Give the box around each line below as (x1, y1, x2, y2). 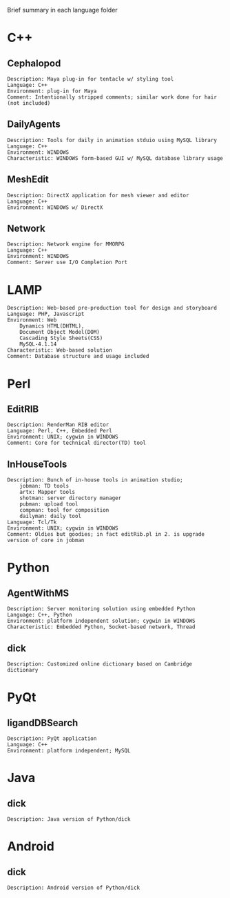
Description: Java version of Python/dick (7, 816, 131, 823)
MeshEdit (7, 174, 50, 186)
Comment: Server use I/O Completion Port (7, 259, 128, 266)
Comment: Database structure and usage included (7, 353, 149, 360)
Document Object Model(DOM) (19, 329, 100, 336)
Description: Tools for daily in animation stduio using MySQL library (7, 137, 217, 143)
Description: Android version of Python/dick (7, 884, 140, 891)
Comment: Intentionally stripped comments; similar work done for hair (7, 94, 217, 101)
